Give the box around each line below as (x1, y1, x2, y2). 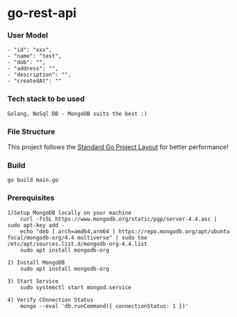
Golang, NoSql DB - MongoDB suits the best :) (7, 110, 148, 117)
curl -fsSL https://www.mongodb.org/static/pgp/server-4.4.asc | (20, 215, 218, 222)
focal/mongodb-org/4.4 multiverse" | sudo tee (7, 234, 148, 241)
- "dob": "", (7, 59, 46, 66)
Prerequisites (7, 193, 55, 203)
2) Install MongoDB (7, 259, 65, 266)
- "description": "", (7, 71, 72, 79)
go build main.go (7, 176, 59, 184)
